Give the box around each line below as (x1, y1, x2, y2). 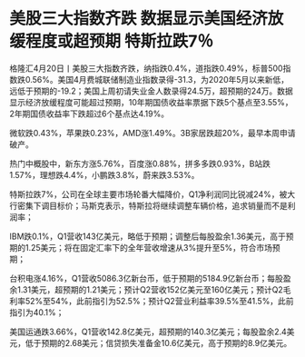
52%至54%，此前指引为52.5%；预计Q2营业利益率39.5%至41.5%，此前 (25, 295, 294, 306)
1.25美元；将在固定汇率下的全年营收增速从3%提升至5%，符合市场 (25, 242, 273, 253)
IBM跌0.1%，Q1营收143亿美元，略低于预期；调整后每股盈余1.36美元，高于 (9, 231, 286, 242)
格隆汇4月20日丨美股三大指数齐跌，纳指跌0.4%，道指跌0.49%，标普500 (9, 63, 283, 74)
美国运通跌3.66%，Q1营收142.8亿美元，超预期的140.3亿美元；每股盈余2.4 (9, 326, 288, 337)
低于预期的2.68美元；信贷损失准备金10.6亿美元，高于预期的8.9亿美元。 (25, 337, 292, 348)
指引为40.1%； (9, 306, 64, 318)
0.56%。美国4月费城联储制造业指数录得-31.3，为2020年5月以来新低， (25, 74, 290, 84)
